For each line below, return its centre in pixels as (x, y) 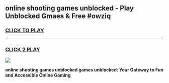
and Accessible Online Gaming (38, 75)
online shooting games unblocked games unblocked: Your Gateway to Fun (84, 69)
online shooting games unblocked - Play (70, 8)
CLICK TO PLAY (25, 31)
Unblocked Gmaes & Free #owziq (58, 16)
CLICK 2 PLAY (23, 49)
